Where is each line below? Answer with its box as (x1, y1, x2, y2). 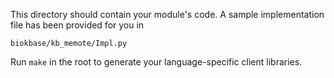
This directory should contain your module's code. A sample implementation (10, 9, 325, 20)
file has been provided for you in (10, 19, 145, 31)
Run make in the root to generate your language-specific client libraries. (10, 56, 303, 68)
